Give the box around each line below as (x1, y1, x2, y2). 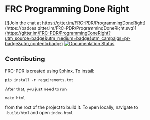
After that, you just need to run (5, 86, 67, 92)
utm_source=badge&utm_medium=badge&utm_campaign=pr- (5, 35, 131, 41)
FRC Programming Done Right (5, 3, 129, 15)
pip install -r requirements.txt (5, 77, 74, 82)
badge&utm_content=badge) (5, 40, 63, 46)
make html (5, 95, 26, 100)
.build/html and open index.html (5, 109, 73, 115)
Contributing (5, 55, 45, 63)
